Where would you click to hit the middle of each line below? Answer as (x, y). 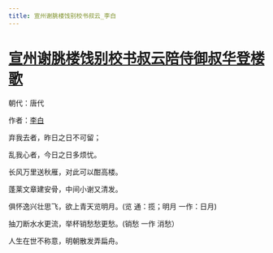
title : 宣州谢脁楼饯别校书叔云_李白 (62, 16)
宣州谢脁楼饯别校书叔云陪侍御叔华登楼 (137, 58)
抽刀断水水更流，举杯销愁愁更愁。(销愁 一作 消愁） (93, 223)
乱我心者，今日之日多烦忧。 (55, 154)
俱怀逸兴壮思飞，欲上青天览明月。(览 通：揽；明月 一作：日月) (113, 206)
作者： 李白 (26, 120)
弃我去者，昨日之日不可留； (55, 137)
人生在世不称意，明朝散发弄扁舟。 (65, 241)
